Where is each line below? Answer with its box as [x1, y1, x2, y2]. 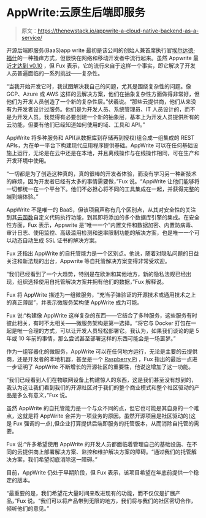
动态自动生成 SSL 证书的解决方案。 [11, 237, 100, 244]
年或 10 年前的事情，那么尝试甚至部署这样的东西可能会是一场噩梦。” [6, 335, 176, 342]
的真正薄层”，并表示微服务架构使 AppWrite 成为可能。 [6, 299, 143, 306]
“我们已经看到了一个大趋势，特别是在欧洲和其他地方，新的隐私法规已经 [6, 270, 186, 278]
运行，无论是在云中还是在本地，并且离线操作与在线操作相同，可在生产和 [17, 149, 200, 156]
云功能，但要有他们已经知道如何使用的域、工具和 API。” [6, 121, 145, 128]
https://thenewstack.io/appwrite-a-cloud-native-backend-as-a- [37, 27, 199, 34]
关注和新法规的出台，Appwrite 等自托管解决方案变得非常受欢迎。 [6, 257, 170, 264]
